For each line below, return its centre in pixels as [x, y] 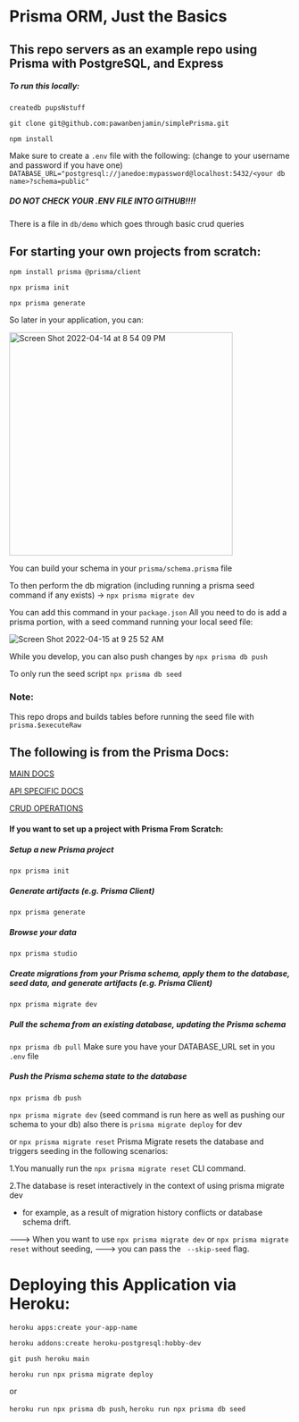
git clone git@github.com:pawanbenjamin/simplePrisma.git [119, 123]
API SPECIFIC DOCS [46, 791]
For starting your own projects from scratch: [135, 251]
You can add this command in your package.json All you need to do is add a [148, 613]
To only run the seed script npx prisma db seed [96, 674]
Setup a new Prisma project [62, 849]
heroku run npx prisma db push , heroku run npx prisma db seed [128, 1408]
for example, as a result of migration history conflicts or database [142, 1212]
